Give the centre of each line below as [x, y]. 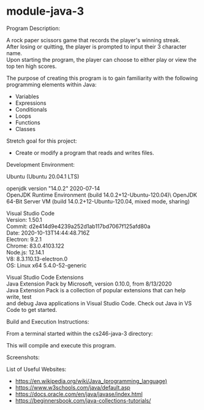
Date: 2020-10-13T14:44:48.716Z [48, 233]
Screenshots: [23, 357]
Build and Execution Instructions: [48, 321]
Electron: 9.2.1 [24, 239]
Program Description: [33, 28]
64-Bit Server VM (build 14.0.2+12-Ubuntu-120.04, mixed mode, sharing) [98, 201]
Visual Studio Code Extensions [45, 277]
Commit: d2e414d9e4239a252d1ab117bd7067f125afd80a [78, 226]
